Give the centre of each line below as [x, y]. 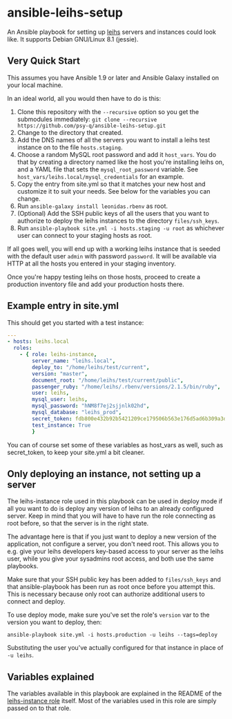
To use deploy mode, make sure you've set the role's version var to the [108, 615]
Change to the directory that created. [70, 132]
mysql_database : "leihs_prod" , [77, 413]
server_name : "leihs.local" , [74, 361]
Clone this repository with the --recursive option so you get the [108, 111]
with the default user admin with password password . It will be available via [112, 256]
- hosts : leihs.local [38, 342]
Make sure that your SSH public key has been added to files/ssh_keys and [114, 579]
